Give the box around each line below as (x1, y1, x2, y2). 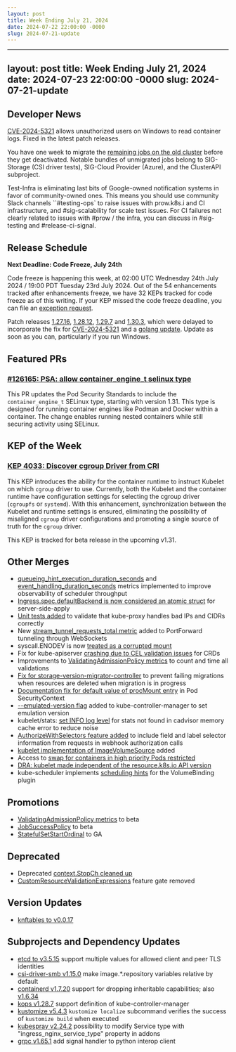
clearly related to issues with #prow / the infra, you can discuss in (7, 214, 198, 222)
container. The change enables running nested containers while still (7, 412, 204, 420)
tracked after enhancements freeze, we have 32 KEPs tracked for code (7, 289, 213, 297)
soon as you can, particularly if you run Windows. (7, 332, 151, 341)
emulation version (17, 709, 70, 717)
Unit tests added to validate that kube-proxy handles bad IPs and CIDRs (17, 612, 225, 621)
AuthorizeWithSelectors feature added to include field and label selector (17, 732, 227, 740)
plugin (17, 776, 37, 784)
